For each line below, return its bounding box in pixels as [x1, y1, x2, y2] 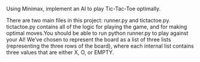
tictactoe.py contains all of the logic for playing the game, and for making [6, 23, 187, 30]
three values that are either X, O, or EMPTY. [6, 49, 114, 56]
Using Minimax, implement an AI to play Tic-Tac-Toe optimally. [6, 5, 161, 12]
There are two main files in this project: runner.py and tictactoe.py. [6, 17, 171, 23]
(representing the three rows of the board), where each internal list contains [6, 42, 194, 49]
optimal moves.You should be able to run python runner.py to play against [6, 29, 189, 37]
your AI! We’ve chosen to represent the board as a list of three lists [6, 36, 171, 43]
